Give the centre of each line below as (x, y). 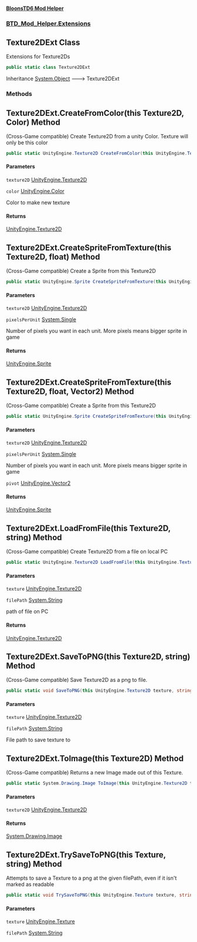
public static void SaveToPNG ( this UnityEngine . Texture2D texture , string (99, 691)
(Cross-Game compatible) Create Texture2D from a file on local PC (87, 552)
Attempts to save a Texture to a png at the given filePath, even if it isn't (91, 878)
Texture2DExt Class (43, 42)
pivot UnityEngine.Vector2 (38, 483)
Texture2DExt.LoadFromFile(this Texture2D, (89, 528)
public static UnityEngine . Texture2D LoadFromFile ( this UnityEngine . (93, 562)
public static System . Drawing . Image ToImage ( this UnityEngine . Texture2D (97, 783)
